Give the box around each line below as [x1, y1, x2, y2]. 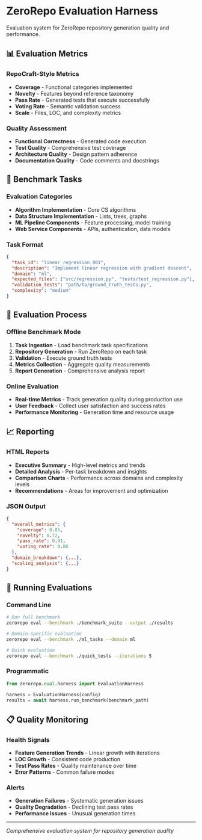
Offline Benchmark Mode [6, 328, 81, 336]
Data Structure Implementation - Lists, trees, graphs [14, 212, 147, 220]
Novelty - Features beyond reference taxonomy [14, 90, 134, 97]
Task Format [6, 240, 44, 249]
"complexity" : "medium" [11, 288, 71, 294]
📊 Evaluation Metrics [6, 49, 88, 59]
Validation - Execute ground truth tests [14, 354, 112, 362]
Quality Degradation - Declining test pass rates [14, 803, 133, 811]
